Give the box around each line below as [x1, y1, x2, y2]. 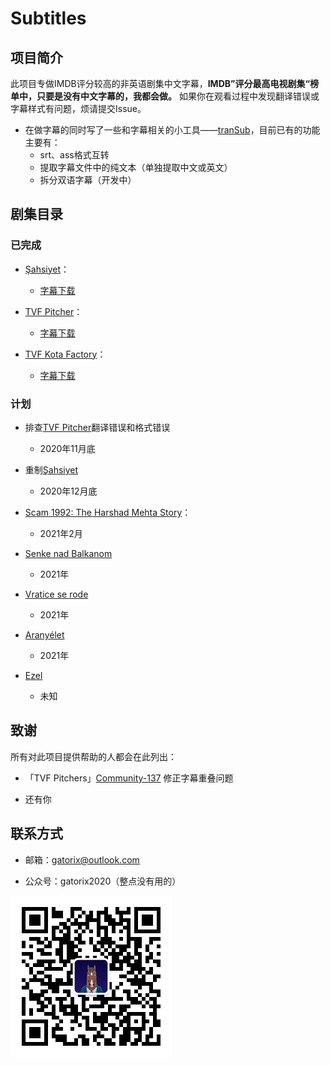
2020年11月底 [39, 442, 96, 454]
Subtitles [10, 7, 87, 30]
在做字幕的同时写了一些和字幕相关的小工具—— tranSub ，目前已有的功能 [24, 124, 321, 136]
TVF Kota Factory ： [24, 348, 107, 360]
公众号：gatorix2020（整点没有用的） [24, 875, 182, 887]
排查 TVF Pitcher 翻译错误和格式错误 [24, 421, 171, 433]
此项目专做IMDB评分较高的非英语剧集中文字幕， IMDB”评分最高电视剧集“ [10, 78, 311, 89]
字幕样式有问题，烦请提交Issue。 [10, 103, 147, 114]
